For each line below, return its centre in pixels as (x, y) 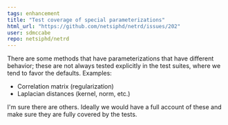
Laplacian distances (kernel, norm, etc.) (74, 94)
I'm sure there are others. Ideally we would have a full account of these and (115, 107)
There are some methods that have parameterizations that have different (111, 58)
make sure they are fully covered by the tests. (72, 115)
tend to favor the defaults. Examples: (59, 73)
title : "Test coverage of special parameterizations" (86, 20)
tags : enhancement (34, 13)
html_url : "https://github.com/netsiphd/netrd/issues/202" (94, 26)
